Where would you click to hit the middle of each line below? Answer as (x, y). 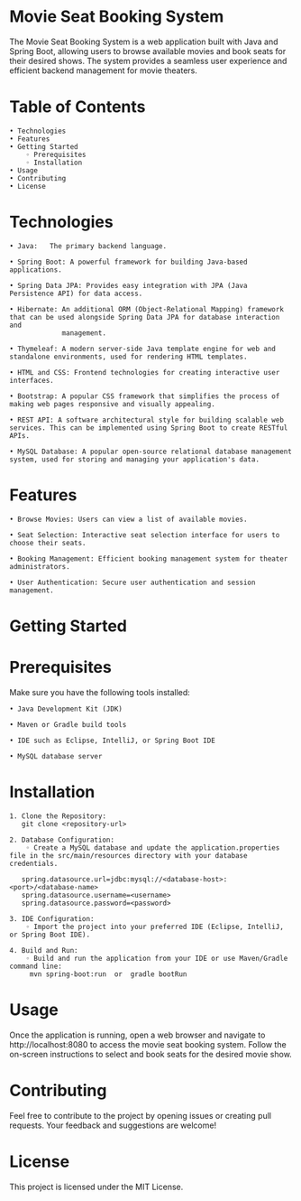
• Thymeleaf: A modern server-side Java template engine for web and (143, 349)
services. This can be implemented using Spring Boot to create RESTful (149, 428)
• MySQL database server (56, 756)
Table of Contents (78, 107)
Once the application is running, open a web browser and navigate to (137, 1035)
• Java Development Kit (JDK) (66, 709)
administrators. (40, 566)
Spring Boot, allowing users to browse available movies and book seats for (148, 51)
